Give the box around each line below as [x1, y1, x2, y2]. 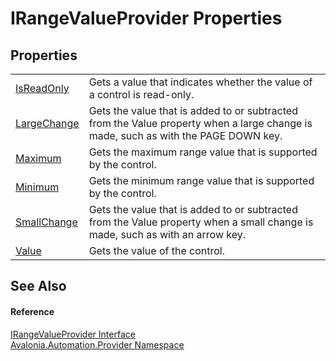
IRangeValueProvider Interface [10, 328, 136, 340]
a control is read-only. [88, 88, 195, 101]
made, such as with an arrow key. [88, 228, 247, 241]
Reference [10, 305, 55, 317]
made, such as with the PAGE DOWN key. [88, 129, 283, 142]
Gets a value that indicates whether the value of [88, 75, 313, 89]
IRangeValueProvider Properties [10, 7, 283, 30]
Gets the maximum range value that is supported [88, 145, 318, 159]
